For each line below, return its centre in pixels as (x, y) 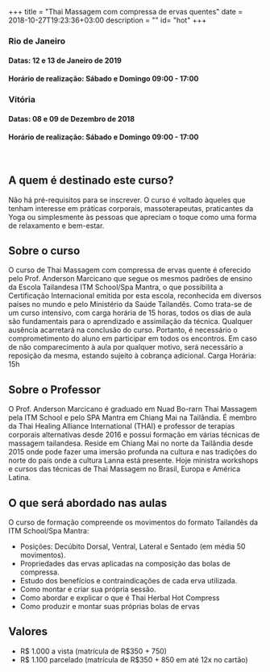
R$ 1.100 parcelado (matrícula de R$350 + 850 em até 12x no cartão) (134, 659)
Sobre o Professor (55, 390)
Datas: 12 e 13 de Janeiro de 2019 (65, 60)
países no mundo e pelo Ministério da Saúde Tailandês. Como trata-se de (130, 305)
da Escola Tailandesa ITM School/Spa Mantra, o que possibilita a (116, 287)
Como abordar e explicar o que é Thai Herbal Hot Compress (120, 598)
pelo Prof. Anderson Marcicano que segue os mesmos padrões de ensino (131, 279)
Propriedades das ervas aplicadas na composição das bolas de (125, 564)
